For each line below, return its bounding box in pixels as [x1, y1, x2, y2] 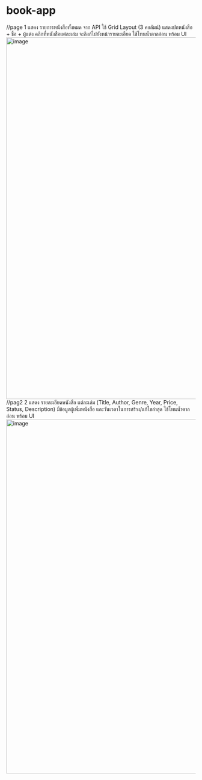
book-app [6, 4, 56, 17]
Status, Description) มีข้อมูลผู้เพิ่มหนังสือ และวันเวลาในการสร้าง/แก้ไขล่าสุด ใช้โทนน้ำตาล [6, 405, 191, 412]
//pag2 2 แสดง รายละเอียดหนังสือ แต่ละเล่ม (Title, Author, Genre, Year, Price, [6, 398, 179, 406]
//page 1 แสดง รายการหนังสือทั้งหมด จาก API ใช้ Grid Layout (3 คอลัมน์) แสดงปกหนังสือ [6, 23, 193, 31]
